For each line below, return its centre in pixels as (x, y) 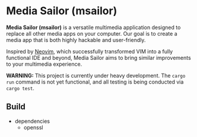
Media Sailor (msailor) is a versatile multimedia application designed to (93, 27)
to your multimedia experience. (44, 64)
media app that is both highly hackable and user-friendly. (76, 40)
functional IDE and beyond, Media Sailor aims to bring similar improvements (99, 58)
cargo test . (20, 88)
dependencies (32, 121)
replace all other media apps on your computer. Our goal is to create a (92, 33)
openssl (33, 127)
